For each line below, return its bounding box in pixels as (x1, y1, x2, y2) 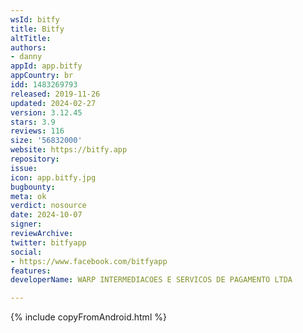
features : (10, 266, 52, 276)
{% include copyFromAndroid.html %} (10, 311, 167, 323)
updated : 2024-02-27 (10, 98, 97, 108)
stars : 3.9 (10, 117, 56, 127)
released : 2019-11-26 (10, 89, 101, 99)
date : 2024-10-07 (10, 210, 83, 220)
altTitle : (10, 33, 52, 43)
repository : (10, 154, 60, 164)
